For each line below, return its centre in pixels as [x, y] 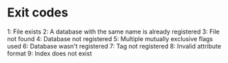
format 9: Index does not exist [50, 53]
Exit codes [38, 13]
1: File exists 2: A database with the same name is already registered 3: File [113, 32]
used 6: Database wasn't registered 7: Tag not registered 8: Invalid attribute [114, 46]
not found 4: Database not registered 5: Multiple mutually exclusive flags [110, 38]
